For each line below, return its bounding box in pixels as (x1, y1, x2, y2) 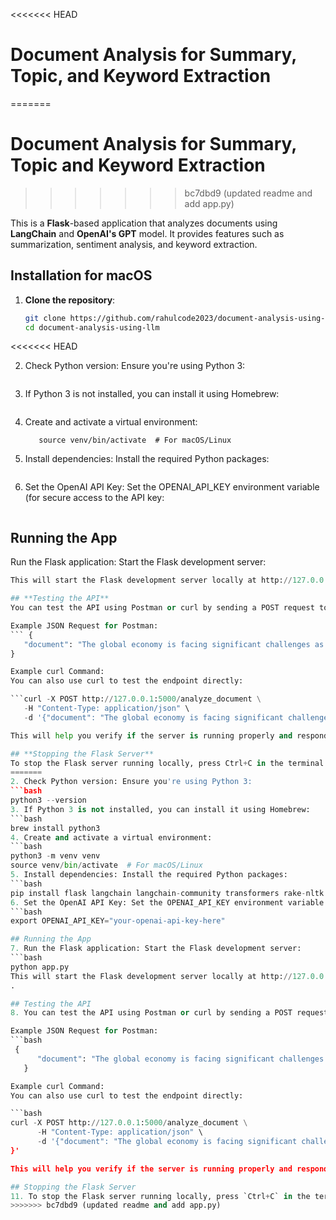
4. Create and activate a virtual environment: (10, 832, 213, 843)
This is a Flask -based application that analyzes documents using (10, 217, 278, 229)
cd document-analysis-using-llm (24, 322, 160, 333)
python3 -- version (10, 795, 87, 805)
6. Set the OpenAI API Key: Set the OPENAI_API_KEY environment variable (10, 897, 325, 908)
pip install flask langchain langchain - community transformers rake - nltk (10, 888, 325, 898)
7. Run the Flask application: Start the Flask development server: (10, 944, 302, 954)
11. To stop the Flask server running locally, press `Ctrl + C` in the (10, 1191, 311, 1201)
